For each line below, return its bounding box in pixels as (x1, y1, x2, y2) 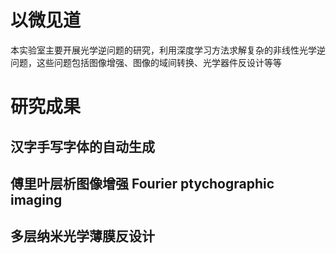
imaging (10, 191, 63, 208)
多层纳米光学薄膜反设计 (10, 228, 155, 245)
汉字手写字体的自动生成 (10, 138, 155, 155)
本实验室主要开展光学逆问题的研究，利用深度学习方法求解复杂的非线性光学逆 (10, 44, 326, 56)
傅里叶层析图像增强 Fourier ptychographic (10, 175, 275, 192)
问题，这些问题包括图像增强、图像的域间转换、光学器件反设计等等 (10, 56, 282, 68)
